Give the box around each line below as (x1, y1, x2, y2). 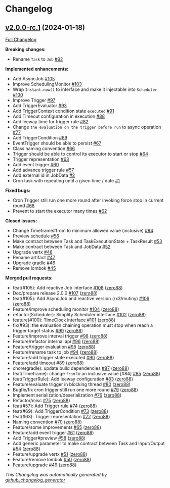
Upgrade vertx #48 (12, 249, 53, 255)
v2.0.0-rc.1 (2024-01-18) (5, 23, 85, 32)
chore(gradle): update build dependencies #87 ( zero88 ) (12, 365, 130, 371)
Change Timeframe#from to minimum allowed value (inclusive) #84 (12, 228, 153, 233)
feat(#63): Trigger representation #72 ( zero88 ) (12, 414, 110, 419)
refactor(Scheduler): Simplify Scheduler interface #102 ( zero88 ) (12, 312, 146, 317)
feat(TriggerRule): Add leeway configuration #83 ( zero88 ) (12, 376, 133, 382)
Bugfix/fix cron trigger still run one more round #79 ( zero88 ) (12, 387, 138, 393)
